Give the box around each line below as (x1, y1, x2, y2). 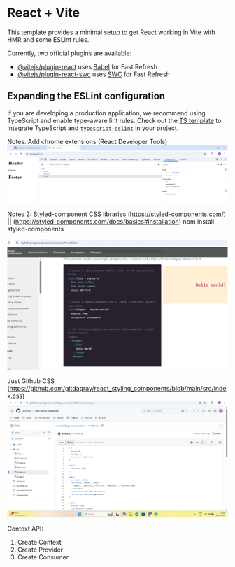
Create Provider (17, 545, 64, 554)
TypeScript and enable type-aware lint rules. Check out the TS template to (7, 116, 222, 124)
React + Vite (7, 5, 80, 21)
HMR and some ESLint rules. (7, 35, 90, 43)
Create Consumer (17, 552, 69, 561)
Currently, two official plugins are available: (7, 49, 132, 57)
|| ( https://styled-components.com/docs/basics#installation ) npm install (7, 217, 215, 225)
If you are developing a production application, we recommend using (7, 108, 206, 117)
